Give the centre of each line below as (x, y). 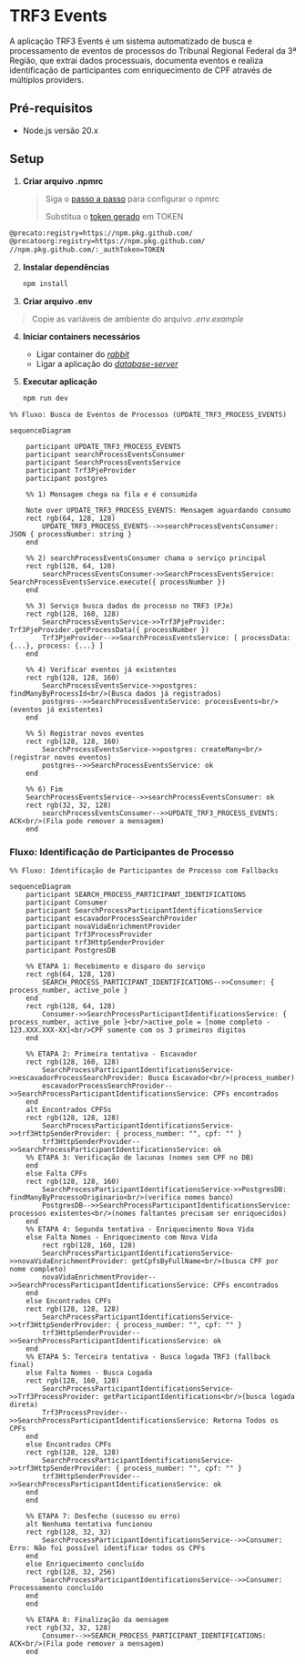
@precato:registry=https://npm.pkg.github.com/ (102, 233)
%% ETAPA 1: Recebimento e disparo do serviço (116, 966)
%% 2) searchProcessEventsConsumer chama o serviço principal (146, 558)
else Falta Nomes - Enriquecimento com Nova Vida (122, 1238)
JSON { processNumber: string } (71, 534)
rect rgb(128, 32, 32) (69, 1532)
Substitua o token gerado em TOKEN (114, 216)
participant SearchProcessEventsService (103, 462)
